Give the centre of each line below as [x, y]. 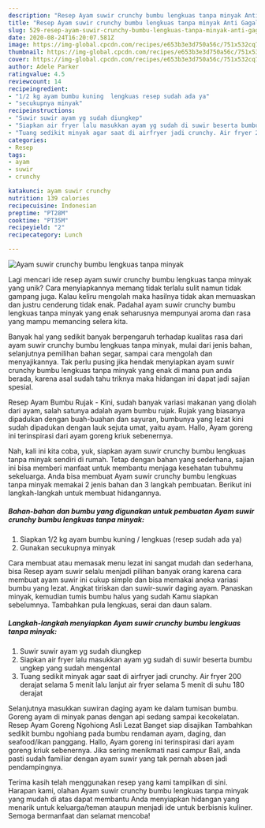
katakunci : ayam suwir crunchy [60, 191]
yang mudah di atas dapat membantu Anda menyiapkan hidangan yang [124, 799]
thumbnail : [26, 52]
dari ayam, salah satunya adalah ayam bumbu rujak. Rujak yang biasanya [127, 410]
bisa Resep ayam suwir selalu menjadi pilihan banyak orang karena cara [125, 571]
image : [19, 45]
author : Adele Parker [44, 67]
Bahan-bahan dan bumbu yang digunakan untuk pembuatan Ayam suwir [131, 511]
